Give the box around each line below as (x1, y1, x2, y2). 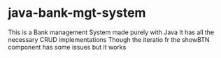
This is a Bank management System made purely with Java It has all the (8, 28, 215, 36)
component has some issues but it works (8, 43, 127, 51)
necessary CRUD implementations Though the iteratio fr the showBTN (8, 35, 210, 43)
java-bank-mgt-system (8, 5, 146, 21)
